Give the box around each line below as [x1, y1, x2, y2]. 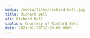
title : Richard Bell [5, 12, 48, 17]
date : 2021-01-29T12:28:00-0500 [5, 26, 72, 31]
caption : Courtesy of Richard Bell [5, 21, 79, 26]
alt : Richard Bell [5, 16, 43, 21]
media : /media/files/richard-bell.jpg [5, 7, 85, 12]
